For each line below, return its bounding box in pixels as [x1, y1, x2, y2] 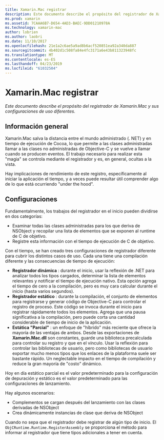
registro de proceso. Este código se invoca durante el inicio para [12, 304, 143, 309]
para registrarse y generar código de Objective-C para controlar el [12, 298, 146, 305]
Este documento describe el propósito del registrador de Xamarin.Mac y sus [5, 103, 159, 109]
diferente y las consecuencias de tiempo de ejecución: [5, 258, 115, 264]
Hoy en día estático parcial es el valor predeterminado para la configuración [5, 370, 158, 376]
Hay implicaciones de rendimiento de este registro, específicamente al [5, 171, 147, 176]
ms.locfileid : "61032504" [5, 66, 58, 71]
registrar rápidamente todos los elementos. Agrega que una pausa [12, 309, 146, 315]
